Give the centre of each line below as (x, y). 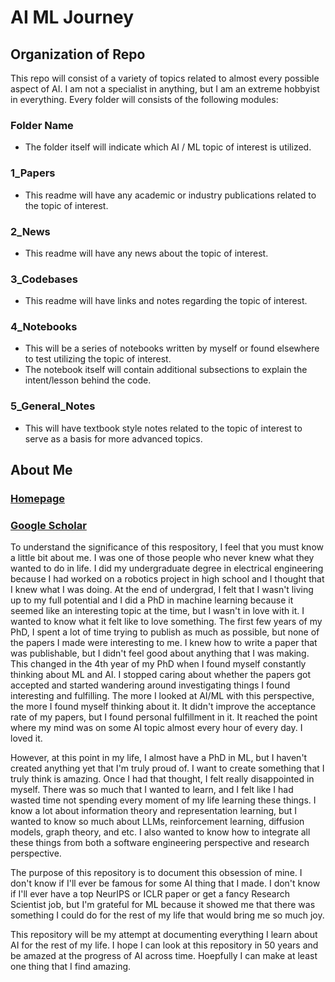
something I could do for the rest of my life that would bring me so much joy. (167, 915)
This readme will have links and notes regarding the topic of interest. (166, 301)
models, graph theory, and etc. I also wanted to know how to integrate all (160, 832)
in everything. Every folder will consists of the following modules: (144, 99)
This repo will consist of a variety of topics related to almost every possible (165, 78)
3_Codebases (44, 279)
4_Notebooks (44, 327)
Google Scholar (48, 526)
